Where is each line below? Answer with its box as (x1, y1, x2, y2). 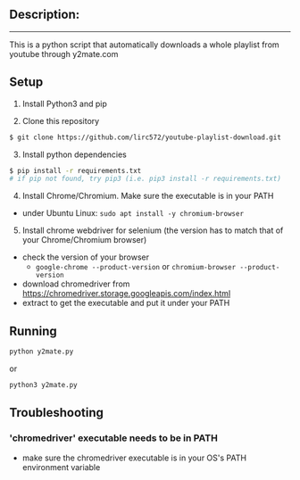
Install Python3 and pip (21, 98, 107, 109)
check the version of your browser (21, 252, 150, 262)
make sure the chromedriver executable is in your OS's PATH (21, 452, 247, 463)
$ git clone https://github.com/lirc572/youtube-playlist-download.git (9, 133, 281, 142)
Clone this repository (21, 115, 100, 126)
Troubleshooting (9, 405, 104, 420)
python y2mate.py (9, 347, 74, 356)
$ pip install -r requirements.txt (9, 166, 142, 175)
